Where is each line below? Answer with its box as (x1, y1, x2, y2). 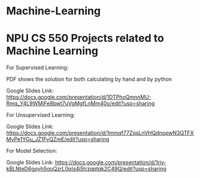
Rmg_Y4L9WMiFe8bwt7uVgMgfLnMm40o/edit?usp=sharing (6, 100, 155, 107)
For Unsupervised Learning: (6, 112, 75, 119)
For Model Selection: (6, 148, 57, 155)
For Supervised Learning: (6, 64, 69, 71)
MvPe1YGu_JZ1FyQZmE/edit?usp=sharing (6, 136, 110, 143)
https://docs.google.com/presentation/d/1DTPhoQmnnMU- (6, 94, 151, 101)
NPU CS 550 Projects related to (6, 32, 165, 45)
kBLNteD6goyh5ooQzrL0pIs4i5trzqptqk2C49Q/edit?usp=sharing (6, 165, 166, 173)
